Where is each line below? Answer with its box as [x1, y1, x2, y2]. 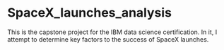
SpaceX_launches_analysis [7, 5, 172, 21]
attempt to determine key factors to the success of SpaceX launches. [7, 35, 209, 43]
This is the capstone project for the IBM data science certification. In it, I [7, 28, 218, 36]
